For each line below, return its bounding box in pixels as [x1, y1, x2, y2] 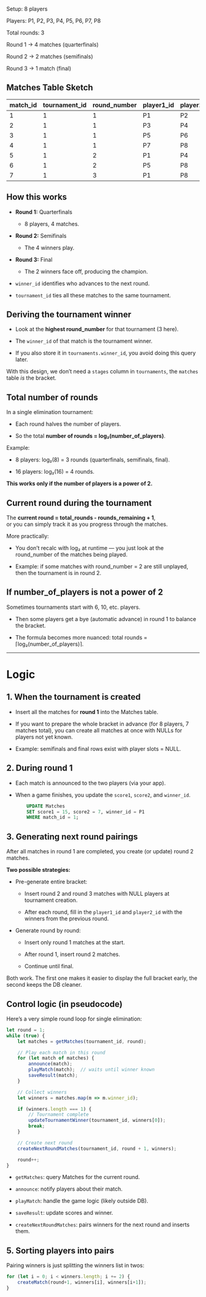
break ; [28, 1123, 45, 1129]
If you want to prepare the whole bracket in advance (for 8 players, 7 [15, 720, 189, 727]
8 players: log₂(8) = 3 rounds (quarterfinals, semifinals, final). [15, 456, 170, 463]
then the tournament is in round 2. [15, 570, 102, 577]
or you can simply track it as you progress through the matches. [6, 520, 168, 528]
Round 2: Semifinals [15, 232, 67, 239]
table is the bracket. [6, 374, 57, 382]
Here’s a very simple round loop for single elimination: [6, 1015, 142, 1022]
